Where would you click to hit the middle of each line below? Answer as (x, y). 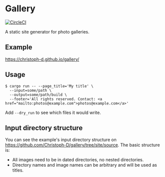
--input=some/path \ (31, 90)
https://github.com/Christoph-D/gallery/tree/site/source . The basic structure (82, 145)
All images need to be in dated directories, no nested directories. (78, 160)
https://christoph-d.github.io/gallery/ (42, 59)
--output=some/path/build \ (38, 95)
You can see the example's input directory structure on (61, 140)
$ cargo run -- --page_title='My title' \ (49, 86)
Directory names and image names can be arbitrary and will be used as (84, 165)
